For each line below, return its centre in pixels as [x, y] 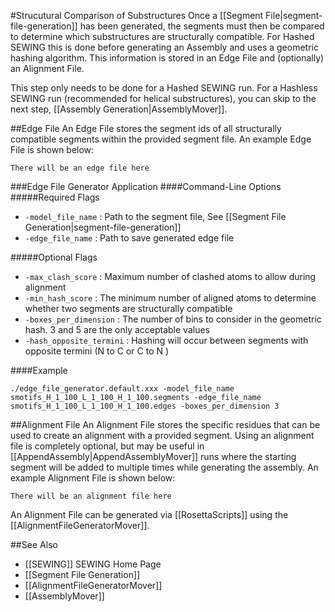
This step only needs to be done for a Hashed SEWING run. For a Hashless [164, 88]
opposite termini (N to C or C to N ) [97, 351]
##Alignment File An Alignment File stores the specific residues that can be [165, 424]
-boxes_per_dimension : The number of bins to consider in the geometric [173, 319]
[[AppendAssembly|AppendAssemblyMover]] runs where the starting [153, 456]
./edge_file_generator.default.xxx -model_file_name [122, 389]
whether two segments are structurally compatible [128, 308]
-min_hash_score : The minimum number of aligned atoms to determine [170, 298]
